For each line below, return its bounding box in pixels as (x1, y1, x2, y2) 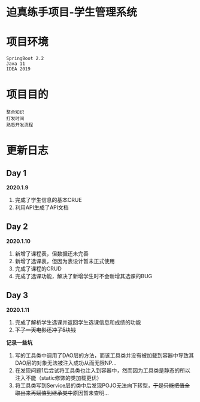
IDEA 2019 (6, 66, 31, 72)
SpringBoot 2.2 (6, 55, 44, 62)
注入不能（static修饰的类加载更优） (14, 374, 102, 382)
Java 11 (6, 61, 26, 67)
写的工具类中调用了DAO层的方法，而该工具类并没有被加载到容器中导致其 (14, 352, 195, 359)
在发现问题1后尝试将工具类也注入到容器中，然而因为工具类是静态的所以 (14, 367, 190, 374)
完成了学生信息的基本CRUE (14, 196, 82, 204)
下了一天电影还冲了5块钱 (14, 326, 77, 333)
